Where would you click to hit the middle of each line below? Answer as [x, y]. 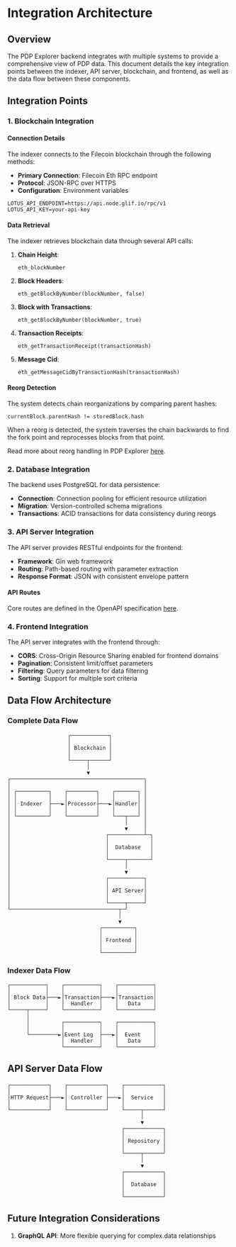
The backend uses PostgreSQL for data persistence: [84, 485]
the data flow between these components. [69, 79]
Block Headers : [40, 281]
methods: [21, 162]
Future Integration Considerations [84, 1218]
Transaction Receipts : [50, 333]
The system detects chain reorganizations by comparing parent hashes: [112, 403]
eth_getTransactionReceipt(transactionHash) [84, 346]
